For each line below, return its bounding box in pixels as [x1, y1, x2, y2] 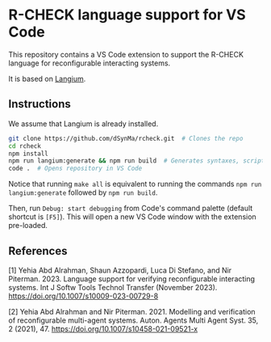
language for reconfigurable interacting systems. [8, 58, 171, 68]
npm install [8, 150, 48, 158]
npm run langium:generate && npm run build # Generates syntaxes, [8, 157, 240, 165]
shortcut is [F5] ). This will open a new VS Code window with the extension [8, 212, 256, 222]
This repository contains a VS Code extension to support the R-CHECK [8, 49, 244, 59]
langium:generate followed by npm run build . [8, 188, 158, 197]
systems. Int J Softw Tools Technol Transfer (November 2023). [8, 282, 218, 292]
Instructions [8, 97, 71, 111]
